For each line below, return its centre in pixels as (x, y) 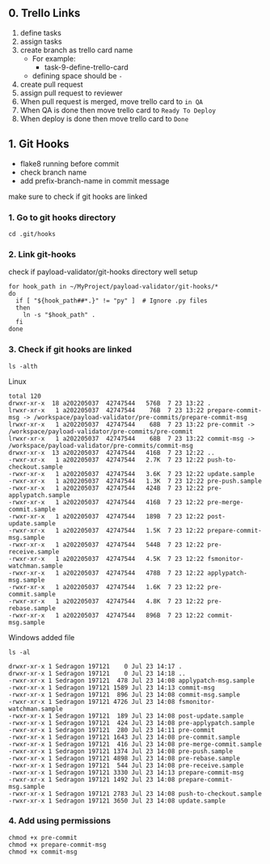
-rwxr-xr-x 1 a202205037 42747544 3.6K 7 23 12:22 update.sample (131, 474)
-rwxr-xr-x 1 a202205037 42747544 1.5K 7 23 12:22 (106, 530)
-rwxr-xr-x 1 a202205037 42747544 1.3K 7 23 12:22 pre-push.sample (135, 481)
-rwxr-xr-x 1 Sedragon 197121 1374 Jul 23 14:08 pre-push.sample (120, 751)
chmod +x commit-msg (43, 852)
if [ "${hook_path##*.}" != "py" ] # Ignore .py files (112, 301)
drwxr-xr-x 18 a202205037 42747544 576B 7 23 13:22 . (110, 403)
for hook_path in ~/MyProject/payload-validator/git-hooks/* (114, 287)
